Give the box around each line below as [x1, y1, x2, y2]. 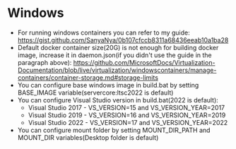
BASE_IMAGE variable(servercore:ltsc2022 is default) [17, 88, 174, 97]
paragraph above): [17, 58, 72, 66]
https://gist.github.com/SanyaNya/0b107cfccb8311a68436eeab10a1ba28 [17, 35, 229, 44]
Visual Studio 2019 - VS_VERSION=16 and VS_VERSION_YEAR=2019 [28, 111, 226, 119]
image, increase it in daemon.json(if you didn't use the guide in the [17, 51, 212, 59]
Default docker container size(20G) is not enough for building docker [17, 43, 219, 52]
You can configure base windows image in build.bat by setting [17, 81, 199, 89]
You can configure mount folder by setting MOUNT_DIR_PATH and [17, 126, 211, 134]
